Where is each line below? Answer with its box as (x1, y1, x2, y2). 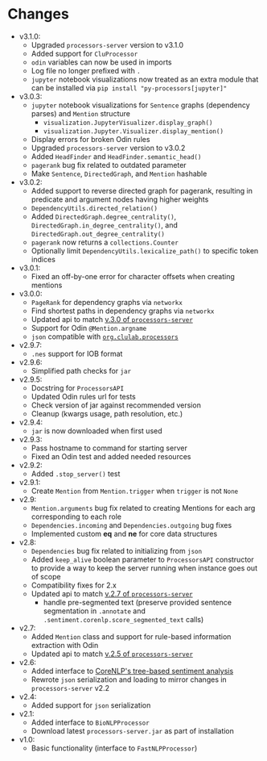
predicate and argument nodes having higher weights (31, 194, 209, 204)
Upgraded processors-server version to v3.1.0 (31, 40, 184, 49)
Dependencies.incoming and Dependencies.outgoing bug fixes (31, 520, 232, 529)
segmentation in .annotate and (43, 606, 146, 616)
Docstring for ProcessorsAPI (31, 383, 125, 392)
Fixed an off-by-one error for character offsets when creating (31, 271, 235, 281)
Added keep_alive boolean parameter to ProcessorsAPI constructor (31, 554, 254, 564)
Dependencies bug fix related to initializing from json (31, 546, 203, 555)
